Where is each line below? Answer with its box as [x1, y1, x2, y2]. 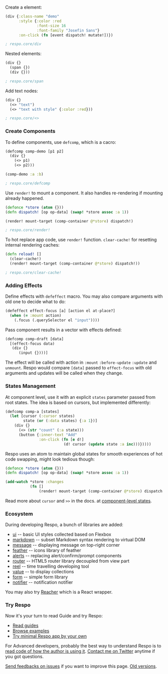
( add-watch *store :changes [5, 480, 64, 485]
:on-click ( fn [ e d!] [39, 437, 84, 442]
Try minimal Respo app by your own [12, 633, 87, 639]
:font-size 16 [37, 23, 66, 28]
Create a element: [5, 5, 42, 10]
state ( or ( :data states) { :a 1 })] [23, 418, 98, 423]
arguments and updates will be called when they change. [5, 370, 123, 376]
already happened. [5, 195, 44, 201]
